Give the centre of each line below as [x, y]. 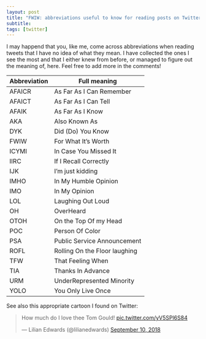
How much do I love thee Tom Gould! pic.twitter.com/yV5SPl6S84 [105, 318]
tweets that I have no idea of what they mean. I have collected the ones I [98, 53]
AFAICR [21, 91]
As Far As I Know [78, 112]
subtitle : [19, 23]
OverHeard [70, 211]
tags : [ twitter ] [27, 29]
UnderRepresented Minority [94, 281]
